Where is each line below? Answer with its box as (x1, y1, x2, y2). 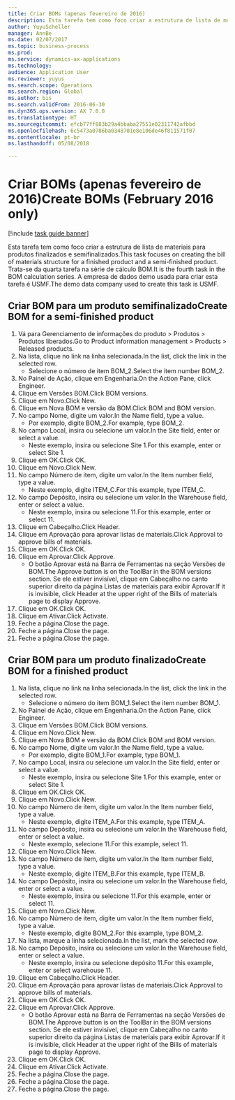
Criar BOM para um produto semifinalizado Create (8, 300, 228, 312)
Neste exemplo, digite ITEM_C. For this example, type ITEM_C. (28, 485, 206, 493)
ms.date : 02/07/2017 (8, 36, 68, 43)
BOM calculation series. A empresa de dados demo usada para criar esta (8, 273, 218, 281)
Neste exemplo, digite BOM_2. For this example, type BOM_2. (28, 929, 204, 937)
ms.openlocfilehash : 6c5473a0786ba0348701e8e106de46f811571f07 (8, 127, 196, 134)
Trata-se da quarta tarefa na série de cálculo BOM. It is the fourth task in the (8, 265, 226, 273)
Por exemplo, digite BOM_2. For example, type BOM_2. (28, 419, 184, 427)
